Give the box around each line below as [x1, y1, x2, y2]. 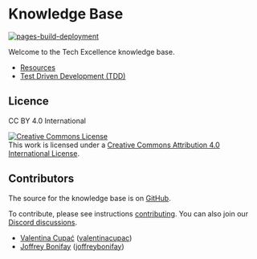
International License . [8, 148, 80, 158]
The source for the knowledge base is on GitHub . [8, 193, 171, 203]
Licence [8, 94, 50, 109]
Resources [19, 62, 56, 72]
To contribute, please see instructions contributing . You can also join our [8, 208, 249, 218]
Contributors [8, 172, 75, 186]
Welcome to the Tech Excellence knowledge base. [8, 47, 175, 56]
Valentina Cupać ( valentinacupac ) [19, 232, 133, 242]
